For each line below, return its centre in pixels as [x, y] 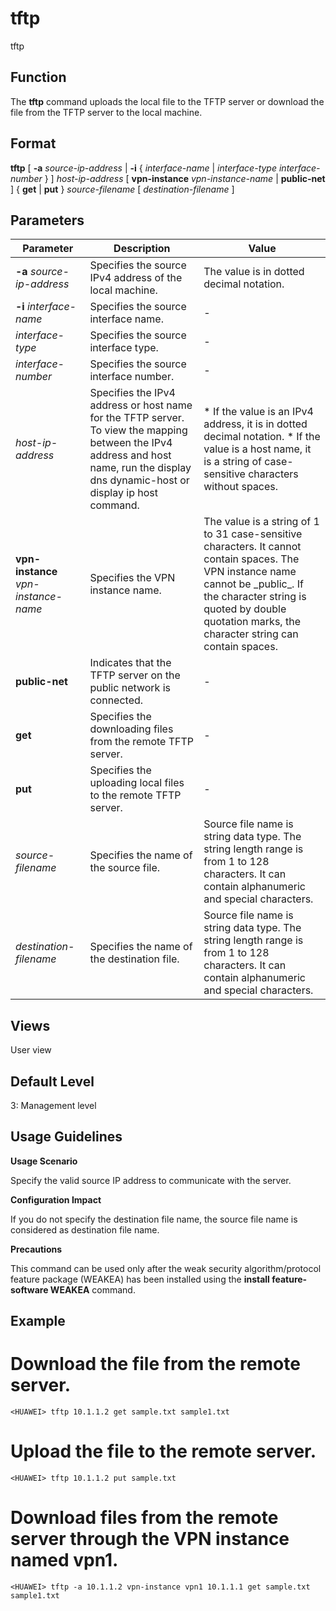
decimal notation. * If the [262, 437]
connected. [116, 700]
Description [142, 249]
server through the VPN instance [150, 1539]
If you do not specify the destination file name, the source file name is [154, 1219]
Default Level [52, 1081]
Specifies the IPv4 [132, 393]
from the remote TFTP [142, 742]
